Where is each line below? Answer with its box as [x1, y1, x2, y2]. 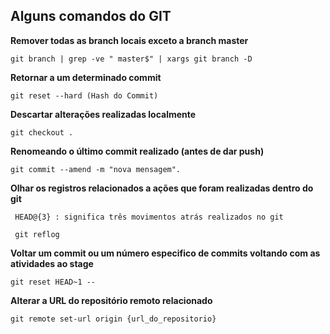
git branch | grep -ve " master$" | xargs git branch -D [10, 54, 253, 64]
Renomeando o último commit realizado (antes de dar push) [10, 145, 265, 157]
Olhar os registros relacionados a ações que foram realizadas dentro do [10, 182, 314, 194]
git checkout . [10, 127, 74, 138]
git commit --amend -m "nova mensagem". [10, 164, 182, 174]
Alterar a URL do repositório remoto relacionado [10, 294, 213, 306]
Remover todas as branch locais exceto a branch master [10, 34, 249, 46]
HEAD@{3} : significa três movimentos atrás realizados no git [14, 212, 284, 222]
